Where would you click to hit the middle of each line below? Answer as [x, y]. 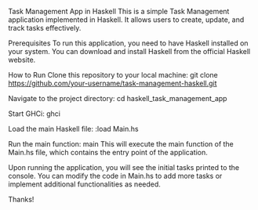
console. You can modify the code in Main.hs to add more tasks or [115, 176]
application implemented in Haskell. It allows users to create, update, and [126, 20]
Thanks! [21, 199]
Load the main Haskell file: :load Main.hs [73, 129]
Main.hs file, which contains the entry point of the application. [108, 152]
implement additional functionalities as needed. [84, 184]
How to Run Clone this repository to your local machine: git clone [113, 75]
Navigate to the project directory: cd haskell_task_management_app [118, 98]
